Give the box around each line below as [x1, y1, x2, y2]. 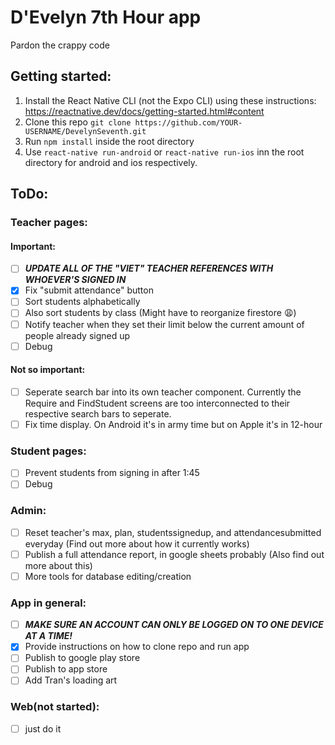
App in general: [10, 596, 87, 610]
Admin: [10, 504, 47, 518]
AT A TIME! [24, 630, 73, 642]
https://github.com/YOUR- [134, 117, 243, 128]
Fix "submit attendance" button [24, 284, 154, 296]
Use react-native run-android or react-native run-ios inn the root [24, 146, 305, 158]
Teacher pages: [10, 216, 88, 230]
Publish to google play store [24, 652, 141, 664]
